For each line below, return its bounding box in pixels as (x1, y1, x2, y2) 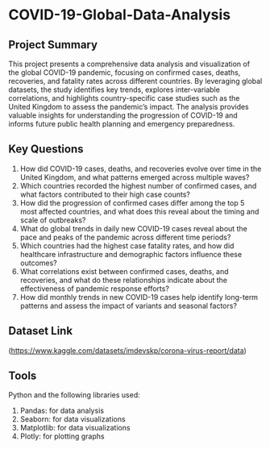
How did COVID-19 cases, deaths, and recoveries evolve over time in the (19, 164, 262, 173)
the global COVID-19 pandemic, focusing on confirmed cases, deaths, (8, 68, 241, 77)
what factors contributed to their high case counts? (19, 189, 191, 199)
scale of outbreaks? (19, 215, 86, 225)
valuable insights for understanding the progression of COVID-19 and (8, 110, 238, 120)
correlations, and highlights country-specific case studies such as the (8, 94, 240, 102)
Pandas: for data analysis (19, 405, 105, 416)
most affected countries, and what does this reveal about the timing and (19, 206, 260, 216)
